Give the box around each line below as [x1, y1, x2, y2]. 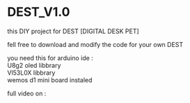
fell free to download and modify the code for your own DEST [7, 40, 184, 48]
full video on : [7, 89, 47, 97]
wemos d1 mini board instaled [7, 75, 93, 84]
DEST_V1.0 [7, 4, 70, 20]
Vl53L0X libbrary [7, 68, 56, 77]
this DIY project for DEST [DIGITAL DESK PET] [7, 27, 139, 35]
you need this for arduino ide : [7, 53, 94, 62]
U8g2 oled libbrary [7, 61, 61, 69]
